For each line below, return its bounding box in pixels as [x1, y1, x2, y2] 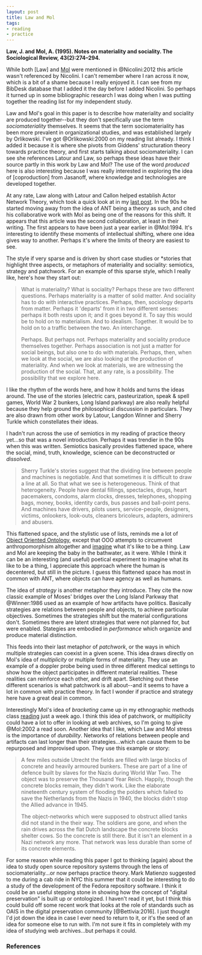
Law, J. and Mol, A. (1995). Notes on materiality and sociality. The [6, 48, 173, 55]
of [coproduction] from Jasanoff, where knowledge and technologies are [6, 174, 186, 181]
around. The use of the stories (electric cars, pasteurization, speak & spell [6, 393, 189, 400]
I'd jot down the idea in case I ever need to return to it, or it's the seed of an [6, 915, 193, 922]
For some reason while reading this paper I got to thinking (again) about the [6, 857, 194, 864]
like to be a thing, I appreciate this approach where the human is [6, 562, 165, 570]
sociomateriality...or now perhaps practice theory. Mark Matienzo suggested [6, 869, 196, 877]
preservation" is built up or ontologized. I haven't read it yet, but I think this [6, 895, 191, 903]
